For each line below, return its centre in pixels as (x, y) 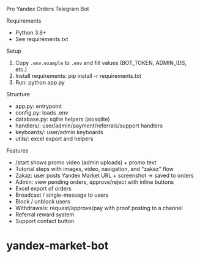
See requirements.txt (42, 39)
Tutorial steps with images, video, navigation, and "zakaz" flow (94, 169)
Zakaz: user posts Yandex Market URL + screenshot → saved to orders (104, 175)
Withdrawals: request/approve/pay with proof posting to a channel (99, 208)
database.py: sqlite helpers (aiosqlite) (62, 119)
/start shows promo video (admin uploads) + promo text (86, 162)
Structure (18, 94)
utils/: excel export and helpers (54, 138)
